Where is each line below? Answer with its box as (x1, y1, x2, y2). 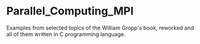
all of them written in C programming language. (6, 30, 126, 37)
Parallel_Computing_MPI (6, 4, 134, 18)
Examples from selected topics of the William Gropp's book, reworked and (6, 24, 194, 31)
